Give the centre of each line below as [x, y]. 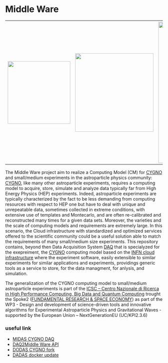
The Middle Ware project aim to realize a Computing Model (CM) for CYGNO [84, 172]
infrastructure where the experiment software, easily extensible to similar [80, 257]
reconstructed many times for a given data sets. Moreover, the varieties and [83, 220]
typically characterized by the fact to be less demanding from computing [80, 199]
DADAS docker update [35, 355]
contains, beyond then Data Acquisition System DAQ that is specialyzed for [82, 247]
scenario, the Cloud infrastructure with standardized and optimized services [83, 231]
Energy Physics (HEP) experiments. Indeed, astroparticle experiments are [81, 194]
